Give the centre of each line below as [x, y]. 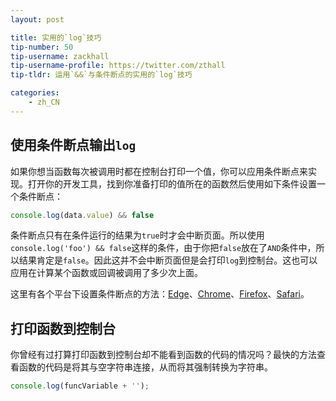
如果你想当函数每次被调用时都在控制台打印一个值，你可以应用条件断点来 [159, 171]
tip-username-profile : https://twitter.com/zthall [118, 66]
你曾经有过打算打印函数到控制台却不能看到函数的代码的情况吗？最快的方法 [163, 355]
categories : [35, 93]
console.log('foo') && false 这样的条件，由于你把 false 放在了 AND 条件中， [163, 248]
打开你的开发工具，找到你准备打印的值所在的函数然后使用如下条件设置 [172, 183]
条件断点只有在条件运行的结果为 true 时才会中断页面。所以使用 [137, 235]
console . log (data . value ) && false [82, 215]
